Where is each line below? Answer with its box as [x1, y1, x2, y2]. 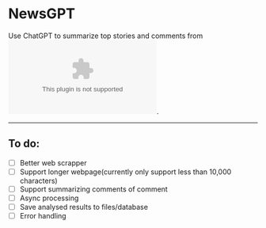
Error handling [19, 211, 66, 221]
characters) [19, 176, 58, 185]
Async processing [19, 193, 79, 203]
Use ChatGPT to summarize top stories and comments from [8, 31, 203, 40]
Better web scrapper [19, 158, 87, 167]
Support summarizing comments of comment [19, 184, 168, 194]
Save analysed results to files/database [19, 203, 149, 211]
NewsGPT [8, 5, 75, 23]
